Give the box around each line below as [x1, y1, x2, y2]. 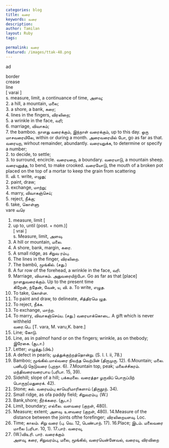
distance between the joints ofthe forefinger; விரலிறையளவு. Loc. [13, 414, 146, 420]
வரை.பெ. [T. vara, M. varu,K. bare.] [13, 323, 86, 329]
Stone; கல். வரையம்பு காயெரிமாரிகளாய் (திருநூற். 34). [13, 385, 119, 391]
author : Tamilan [6, 26, 40, 31]
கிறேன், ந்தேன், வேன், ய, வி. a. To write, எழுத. [13, 284, 105, 290]
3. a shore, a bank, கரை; [6, 106, 56, 112]
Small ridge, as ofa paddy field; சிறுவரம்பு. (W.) [13, 391, 109, 398]
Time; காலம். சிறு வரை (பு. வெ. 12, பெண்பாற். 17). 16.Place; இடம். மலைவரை [13, 420, 163, 426]
